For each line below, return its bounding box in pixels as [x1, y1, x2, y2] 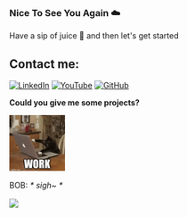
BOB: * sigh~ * [9, 180, 63, 191]
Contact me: [9, 56, 80, 71]
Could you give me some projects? [9, 97, 140, 108]
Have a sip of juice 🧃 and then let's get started [9, 30, 180, 41]
